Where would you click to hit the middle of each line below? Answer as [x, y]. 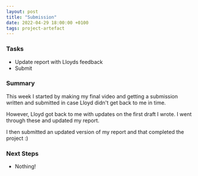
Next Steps [23, 153]
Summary [21, 84]
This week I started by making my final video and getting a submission [92, 96]
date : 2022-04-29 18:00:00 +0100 [47, 23]
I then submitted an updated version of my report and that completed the [95, 132]
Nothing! [25, 167]
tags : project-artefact [36, 28]
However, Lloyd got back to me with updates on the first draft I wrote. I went [99, 114]
